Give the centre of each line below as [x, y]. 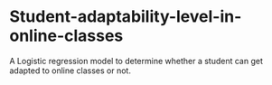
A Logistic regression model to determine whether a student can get [136, 61]
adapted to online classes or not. [70, 71]
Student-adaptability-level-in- [126, 17]
